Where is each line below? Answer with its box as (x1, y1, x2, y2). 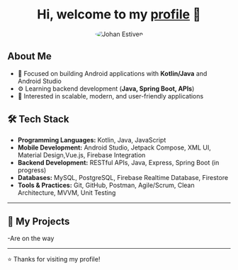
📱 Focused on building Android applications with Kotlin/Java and (17, 69, 208, 77)
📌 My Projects (7, 215, 70, 227)
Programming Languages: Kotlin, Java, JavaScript (17, 135, 166, 144)
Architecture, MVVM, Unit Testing (17, 188, 116, 197)
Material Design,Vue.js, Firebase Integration (17, 150, 146, 159)
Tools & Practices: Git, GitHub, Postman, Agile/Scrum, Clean (17, 181, 195, 189)
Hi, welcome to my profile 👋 (37, 6, 201, 23)
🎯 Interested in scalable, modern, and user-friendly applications (17, 91, 204, 100)
